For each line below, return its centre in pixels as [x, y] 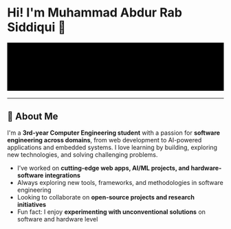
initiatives [32, 205]
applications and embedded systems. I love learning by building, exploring [112, 148]
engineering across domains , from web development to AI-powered [104, 140]
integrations [63, 175]
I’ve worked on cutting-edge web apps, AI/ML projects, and [103, 168]
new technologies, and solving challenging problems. [82, 155]
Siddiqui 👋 [37, 27]
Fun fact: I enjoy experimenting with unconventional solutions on [111, 212]
